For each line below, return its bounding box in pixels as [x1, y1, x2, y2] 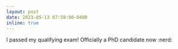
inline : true [6, 20, 39, 26]
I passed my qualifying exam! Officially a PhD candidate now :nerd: [6, 36, 173, 44]
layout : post [6, 8, 39, 15]
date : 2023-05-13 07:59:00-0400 [6, 14, 87, 20]
